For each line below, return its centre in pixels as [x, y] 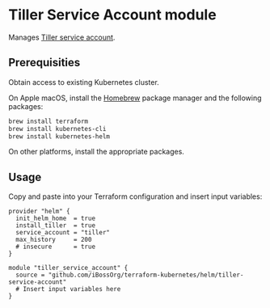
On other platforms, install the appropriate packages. [96, 152]
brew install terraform [49, 121]
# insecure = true [55, 247]
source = [30, 275]
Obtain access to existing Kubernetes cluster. [84, 82]
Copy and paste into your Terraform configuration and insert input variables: [135, 196]
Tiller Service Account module [112, 15]
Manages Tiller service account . [62, 37]
